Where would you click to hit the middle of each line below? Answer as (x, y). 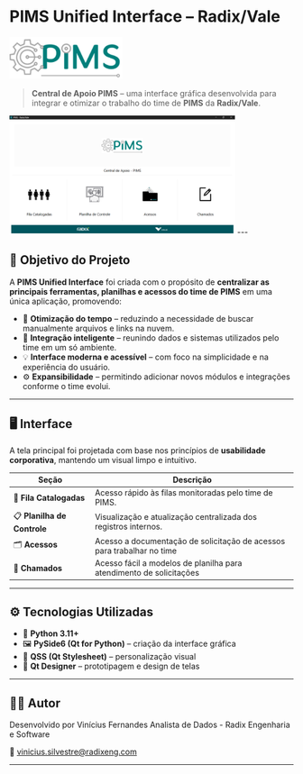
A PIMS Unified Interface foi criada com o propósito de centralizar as (140, 282)
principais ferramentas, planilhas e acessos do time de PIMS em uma (141, 291)
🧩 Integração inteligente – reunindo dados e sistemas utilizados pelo (151, 337)
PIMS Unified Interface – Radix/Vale (145, 17)
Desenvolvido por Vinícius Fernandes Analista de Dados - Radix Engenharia (150, 725)
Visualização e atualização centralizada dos (175, 517)
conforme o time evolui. (66, 386)
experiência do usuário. (66, 367)
